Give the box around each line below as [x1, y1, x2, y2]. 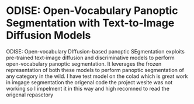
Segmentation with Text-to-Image [6, 16, 175, 30]
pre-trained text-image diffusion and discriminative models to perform [6, 54, 175, 61]
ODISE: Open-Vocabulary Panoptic [6, 4, 178, 17]
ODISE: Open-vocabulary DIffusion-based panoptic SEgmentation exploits [6, 48, 185, 55]
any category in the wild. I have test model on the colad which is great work [6, 73, 188, 80]
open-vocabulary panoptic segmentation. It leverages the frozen [6, 60, 162, 67]
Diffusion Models [6, 29, 91, 42]
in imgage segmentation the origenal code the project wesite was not [6, 78, 173, 85]
